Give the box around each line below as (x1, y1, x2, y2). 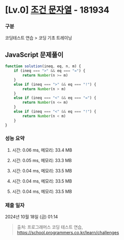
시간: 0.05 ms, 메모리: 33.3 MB (12, 157, 72, 163)
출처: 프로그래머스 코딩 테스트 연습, (16, 224, 83, 230)
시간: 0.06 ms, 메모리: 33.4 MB (12, 147, 73, 153)
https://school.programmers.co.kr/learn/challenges (16, 230, 120, 236)
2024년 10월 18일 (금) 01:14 (5, 214, 58, 220)
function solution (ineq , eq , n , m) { (5, 64, 81, 69)
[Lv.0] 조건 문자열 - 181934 (5, 4, 110, 16)
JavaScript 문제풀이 (5, 51, 64, 59)
